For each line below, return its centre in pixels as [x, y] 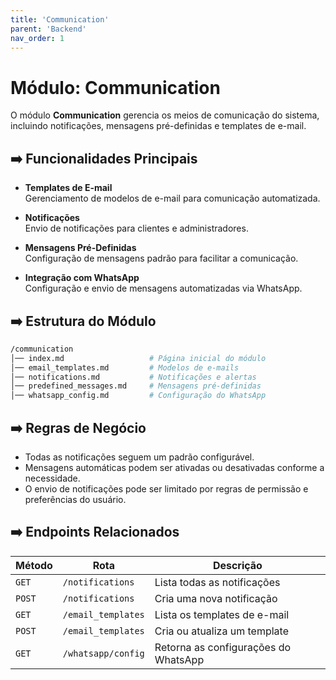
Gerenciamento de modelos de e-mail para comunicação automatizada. [172, 198]
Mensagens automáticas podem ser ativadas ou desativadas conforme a [174, 467]
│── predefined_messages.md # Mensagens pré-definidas [136, 386]
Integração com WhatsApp [82, 278]
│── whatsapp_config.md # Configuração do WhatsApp [138, 396]
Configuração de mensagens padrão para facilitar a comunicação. [161, 258]
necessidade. [52, 478]
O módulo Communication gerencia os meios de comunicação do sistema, [165, 115]
